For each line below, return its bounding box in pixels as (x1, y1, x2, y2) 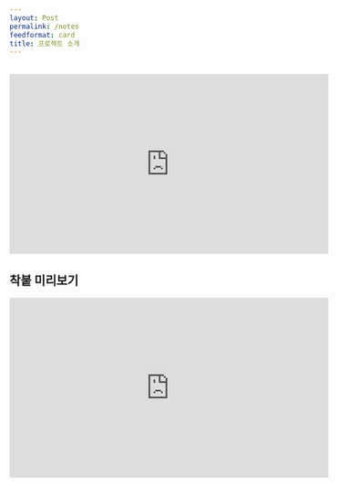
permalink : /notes (9, 22, 79, 31)
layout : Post (9, 13, 59, 23)
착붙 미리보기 (9, 272, 79, 288)
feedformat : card (9, 30, 76, 39)
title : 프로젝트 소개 (9, 38, 80, 48)
